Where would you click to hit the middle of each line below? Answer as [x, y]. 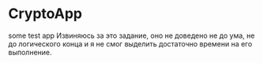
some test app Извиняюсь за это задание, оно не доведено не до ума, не [131, 35]
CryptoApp [45, 14]
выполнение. [30, 52]
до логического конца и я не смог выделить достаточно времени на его [130, 43]
